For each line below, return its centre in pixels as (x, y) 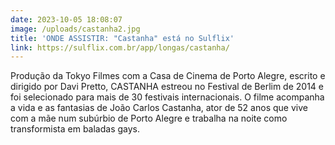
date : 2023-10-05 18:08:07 (66, 19)
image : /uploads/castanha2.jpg (75, 29)
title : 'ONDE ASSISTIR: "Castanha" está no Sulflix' (122, 38)
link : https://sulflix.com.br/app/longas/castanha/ (120, 47)
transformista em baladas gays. (75, 129)
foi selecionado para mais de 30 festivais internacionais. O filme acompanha (167, 97)
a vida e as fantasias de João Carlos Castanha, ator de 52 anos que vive (159, 108)
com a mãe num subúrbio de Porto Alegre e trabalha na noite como (149, 118)
